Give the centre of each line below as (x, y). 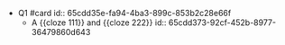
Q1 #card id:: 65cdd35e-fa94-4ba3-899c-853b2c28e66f (124, 13)
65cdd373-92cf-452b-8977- (222, 22)
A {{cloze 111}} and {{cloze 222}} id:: (99, 22)
